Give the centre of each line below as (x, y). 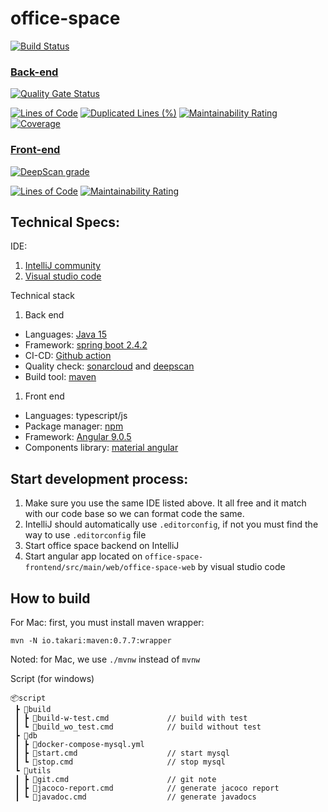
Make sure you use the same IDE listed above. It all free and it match (165, 503)
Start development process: (99, 478)
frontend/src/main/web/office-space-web (110, 568)
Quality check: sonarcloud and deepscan (109, 366)
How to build (50, 598)
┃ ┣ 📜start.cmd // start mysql (122, 753)
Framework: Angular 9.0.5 (78, 437)
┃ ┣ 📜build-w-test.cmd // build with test (131, 718)
